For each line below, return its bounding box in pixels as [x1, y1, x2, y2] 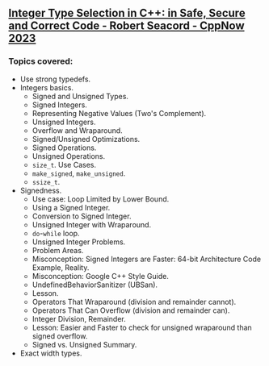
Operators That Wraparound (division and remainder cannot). [32, 297, 237, 306]
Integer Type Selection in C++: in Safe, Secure [8, 6, 246, 20]
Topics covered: [8, 56, 74, 67]
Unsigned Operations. [32, 151, 106, 160]
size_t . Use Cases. [32, 160, 97, 169]
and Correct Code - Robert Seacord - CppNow [8, 19, 245, 33]
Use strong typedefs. [19, 74, 91, 84]
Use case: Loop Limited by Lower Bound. [32, 193, 170, 204]
